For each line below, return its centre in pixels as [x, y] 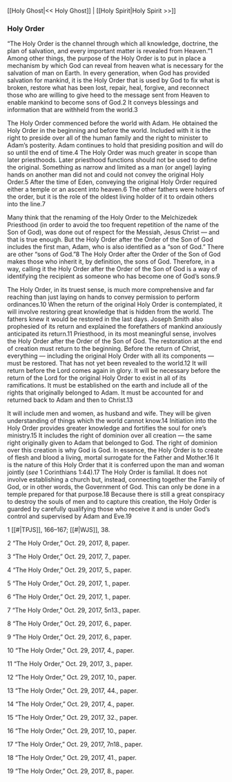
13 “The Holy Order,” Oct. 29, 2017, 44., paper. [72, 691]
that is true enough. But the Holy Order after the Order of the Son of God [110, 239]
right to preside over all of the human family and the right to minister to [108, 138]
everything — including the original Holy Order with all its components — [111, 356]
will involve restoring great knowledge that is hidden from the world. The [110, 312]
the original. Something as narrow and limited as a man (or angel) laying [109, 167]
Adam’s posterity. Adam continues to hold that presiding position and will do [115, 145]
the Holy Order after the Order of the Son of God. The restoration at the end [115, 341]
